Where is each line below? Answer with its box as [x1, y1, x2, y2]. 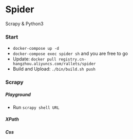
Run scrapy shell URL [12, 104, 60, 111]
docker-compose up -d [12, 46, 59, 51]
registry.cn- [58, 57, 86, 62]
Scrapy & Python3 [5, 21, 44, 27]
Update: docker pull [12, 56, 56, 62]
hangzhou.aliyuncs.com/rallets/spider [12, 62, 96, 67]
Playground [5, 91, 31, 97]
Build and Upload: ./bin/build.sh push [12, 66, 96, 72]
